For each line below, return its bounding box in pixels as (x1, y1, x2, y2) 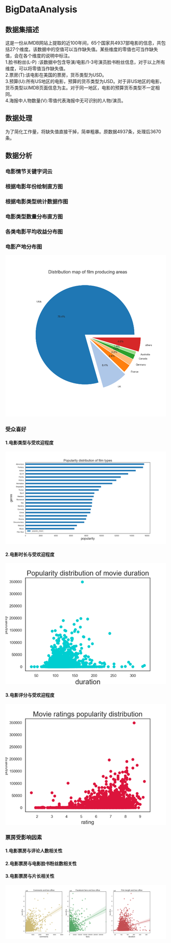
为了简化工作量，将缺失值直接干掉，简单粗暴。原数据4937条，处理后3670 (5, 128, 162, 134)
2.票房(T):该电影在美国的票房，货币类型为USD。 (5, 72, 107, 78)
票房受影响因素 (5, 834, 42, 841)
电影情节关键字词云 (5, 168, 53, 175)
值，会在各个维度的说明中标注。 (5, 53, 72, 58)
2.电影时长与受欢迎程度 (5, 551, 55, 557)
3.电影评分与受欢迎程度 (5, 692, 55, 698)
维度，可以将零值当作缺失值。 (5, 66, 68, 71)
